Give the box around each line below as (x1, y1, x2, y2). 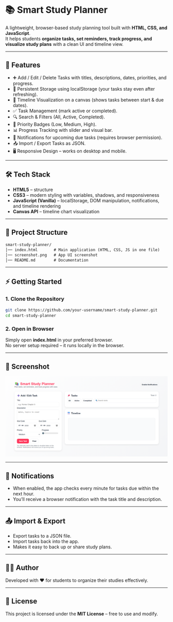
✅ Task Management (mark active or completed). (12, 108, 117, 114)
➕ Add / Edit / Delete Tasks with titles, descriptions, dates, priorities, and (12, 74, 167, 80)
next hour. (12, 491, 34, 497)
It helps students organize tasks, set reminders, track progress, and (5, 36, 152, 42)
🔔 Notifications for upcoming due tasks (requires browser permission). (12, 134, 163, 141)
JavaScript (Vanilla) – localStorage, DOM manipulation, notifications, (12, 197, 160, 203)
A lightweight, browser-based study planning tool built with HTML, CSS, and (5, 24, 167, 31)
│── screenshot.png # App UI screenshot (5, 253, 98, 258)
